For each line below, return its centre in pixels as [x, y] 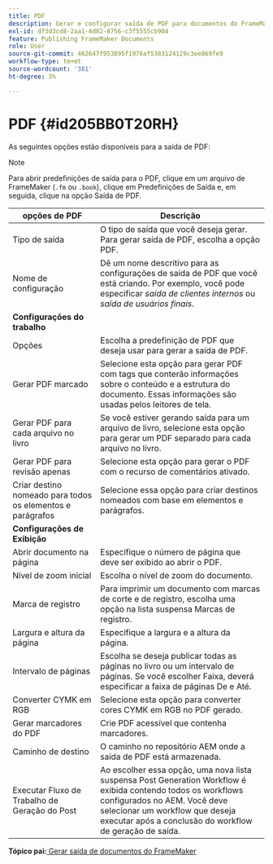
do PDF [26, 733]
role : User [27, 46]
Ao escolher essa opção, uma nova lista [176, 770]
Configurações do [48, 317]
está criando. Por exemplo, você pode [173, 283]
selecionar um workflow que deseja [168, 810]
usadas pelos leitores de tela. [156, 404]
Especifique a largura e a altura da [165, 632]
